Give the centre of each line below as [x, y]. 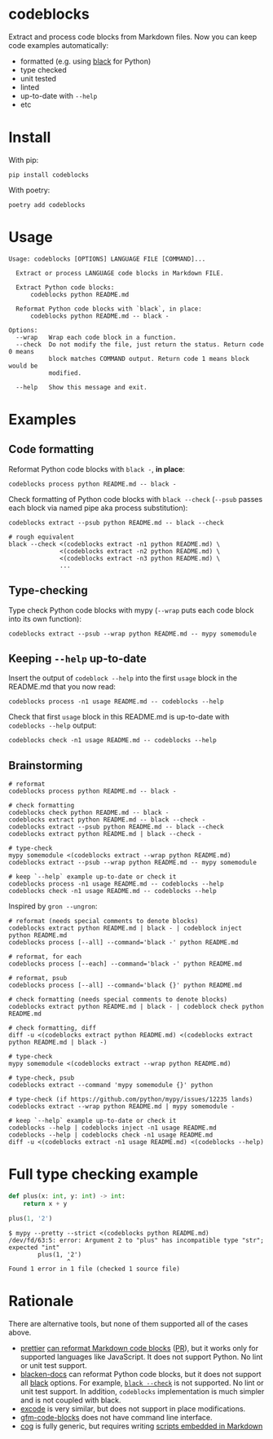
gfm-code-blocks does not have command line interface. [116, 1417]
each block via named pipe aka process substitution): [98, 508]
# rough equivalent [42, 537]
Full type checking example [103, 1175]
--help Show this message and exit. [82, 387]
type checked [43, 69]
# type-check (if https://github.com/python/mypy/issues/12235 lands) [131, 1100]
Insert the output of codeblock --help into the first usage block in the [123, 678]
